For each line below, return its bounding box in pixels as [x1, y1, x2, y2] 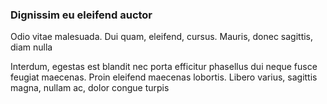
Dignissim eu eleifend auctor [10, 8, 153, 22]
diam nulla [10, 41, 53, 53]
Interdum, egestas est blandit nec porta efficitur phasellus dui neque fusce [10, 61, 318, 73]
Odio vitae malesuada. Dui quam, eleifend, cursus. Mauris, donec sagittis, [10, 31, 314, 43]
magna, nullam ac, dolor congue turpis [10, 82, 170, 94]
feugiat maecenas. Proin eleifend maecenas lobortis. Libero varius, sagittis [10, 71, 318, 83]
